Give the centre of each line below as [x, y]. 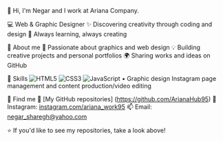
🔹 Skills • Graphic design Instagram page [112, 78]
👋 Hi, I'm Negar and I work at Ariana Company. [73, 11]
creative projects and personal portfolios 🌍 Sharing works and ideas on [109, 55]
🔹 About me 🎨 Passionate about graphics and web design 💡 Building [104, 47]
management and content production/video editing [79, 86]
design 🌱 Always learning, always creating [67, 34]
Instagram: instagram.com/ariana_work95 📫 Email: [80, 107]
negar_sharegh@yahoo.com [47, 117]
